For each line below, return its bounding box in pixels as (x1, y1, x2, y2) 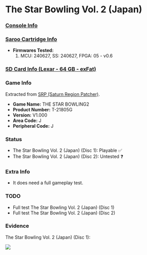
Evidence (5, 222, 29, 229)
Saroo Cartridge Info (5, 36, 57, 43)
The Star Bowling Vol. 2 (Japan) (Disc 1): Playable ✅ (12, 147, 122, 153)
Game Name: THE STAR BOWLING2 (12, 101, 90, 107)
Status (5, 135, 22, 143)
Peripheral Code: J (12, 123, 54, 129)
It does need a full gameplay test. (12, 180, 83, 186)
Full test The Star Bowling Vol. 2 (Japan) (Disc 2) (12, 209, 116, 216)
